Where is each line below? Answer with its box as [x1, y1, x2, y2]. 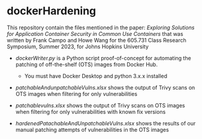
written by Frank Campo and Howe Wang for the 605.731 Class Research [7, 36, 186, 44]
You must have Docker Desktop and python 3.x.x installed [24, 72, 167, 79]
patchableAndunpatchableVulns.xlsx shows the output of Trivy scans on [15, 84, 195, 91]
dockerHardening [7, 4, 97, 18]
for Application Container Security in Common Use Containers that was [7, 30, 183, 37]
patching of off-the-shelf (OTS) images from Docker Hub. [15, 61, 158, 68]
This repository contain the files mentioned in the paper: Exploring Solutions [7, 24, 195, 31]
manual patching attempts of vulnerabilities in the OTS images [15, 126, 170, 133]
